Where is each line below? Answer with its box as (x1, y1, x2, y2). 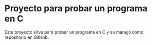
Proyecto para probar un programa (4, 3, 148, 14)
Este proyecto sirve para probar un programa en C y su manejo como (4, 29, 144, 35)
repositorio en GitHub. (4, 34, 49, 40)
